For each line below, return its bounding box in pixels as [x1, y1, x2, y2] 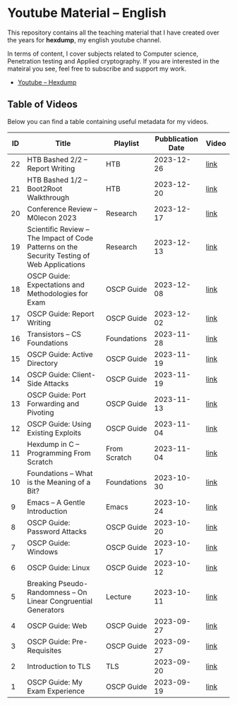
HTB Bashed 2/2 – [27, 154, 88, 164]
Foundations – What [27, 468, 93, 478]
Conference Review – [27, 204, 97, 214]
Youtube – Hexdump [17, 78, 77, 86]
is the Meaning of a [27, 477, 91, 487]
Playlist [114, 138, 140, 148]
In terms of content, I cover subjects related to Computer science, [7, 49, 199, 58]
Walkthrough [27, 192, 70, 202]
